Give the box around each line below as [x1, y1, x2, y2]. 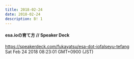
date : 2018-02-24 [5, 12, 41, 17]
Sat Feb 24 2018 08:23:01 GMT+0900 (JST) [5, 49, 94, 55]
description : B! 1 [5, 16, 43, 21]
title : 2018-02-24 [5, 7, 43, 12]
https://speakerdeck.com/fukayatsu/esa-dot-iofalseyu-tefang [5, 43, 130, 49]
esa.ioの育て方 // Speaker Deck [5, 32, 70, 38]
